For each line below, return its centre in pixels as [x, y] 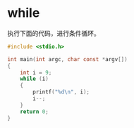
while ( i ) [35, 79]
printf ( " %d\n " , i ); [61, 92]
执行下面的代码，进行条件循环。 [54, 33]
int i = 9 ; [36, 72]
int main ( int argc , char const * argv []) [68, 59]
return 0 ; [35, 111]
